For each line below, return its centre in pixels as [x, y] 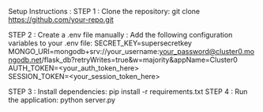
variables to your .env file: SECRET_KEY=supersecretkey [100, 43]
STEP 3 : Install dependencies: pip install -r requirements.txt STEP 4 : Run [128, 92]
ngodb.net [25, 60]
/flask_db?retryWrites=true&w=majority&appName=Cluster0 [140, 60]
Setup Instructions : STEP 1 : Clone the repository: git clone [104, 11]
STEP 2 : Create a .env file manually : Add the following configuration [120, 35]
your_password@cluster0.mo [207, 51]
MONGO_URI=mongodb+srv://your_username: [84, 51]
